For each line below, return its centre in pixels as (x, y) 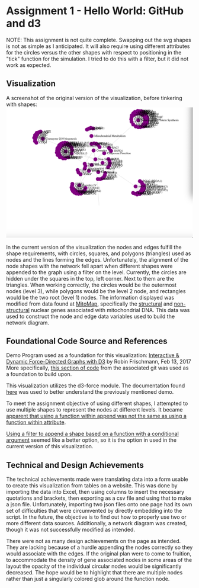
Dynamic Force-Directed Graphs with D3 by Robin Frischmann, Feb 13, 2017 (99, 362)
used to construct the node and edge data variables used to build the (91, 316)
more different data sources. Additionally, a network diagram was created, (97, 523)
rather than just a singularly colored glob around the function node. (88, 579)
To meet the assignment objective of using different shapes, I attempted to (97, 403)
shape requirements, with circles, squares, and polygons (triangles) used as (99, 253)
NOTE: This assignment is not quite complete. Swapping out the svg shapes (99, 40)
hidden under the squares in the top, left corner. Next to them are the (90, 278)
